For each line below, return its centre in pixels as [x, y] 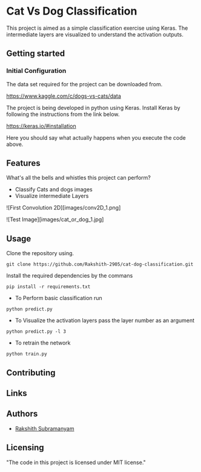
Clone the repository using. [40, 253]
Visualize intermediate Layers [52, 196]
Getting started [36, 54]
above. [15, 144]
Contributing [31, 373]
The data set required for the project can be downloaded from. [84, 84]
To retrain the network [43, 343]
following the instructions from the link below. [63, 114]
